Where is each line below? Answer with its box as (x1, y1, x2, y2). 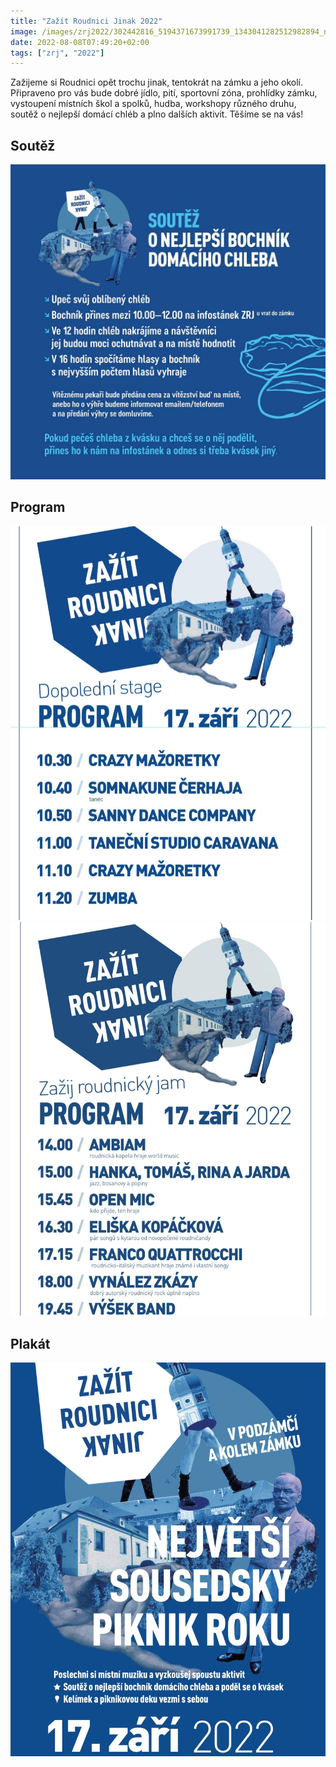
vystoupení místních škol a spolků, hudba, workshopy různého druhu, (10, 98, 297, 110)
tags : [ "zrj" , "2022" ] (10, 48, 105, 58)
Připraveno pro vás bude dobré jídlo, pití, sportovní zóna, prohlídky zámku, (10, 87, 318, 99)
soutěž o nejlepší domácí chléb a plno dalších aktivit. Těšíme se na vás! (10, 108, 304, 120)
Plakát (10, 1335, 51, 1352)
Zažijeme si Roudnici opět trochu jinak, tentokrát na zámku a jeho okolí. (10, 76, 303, 89)
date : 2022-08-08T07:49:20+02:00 (10, 37, 150, 47)
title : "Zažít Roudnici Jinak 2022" (10, 16, 163, 26)
